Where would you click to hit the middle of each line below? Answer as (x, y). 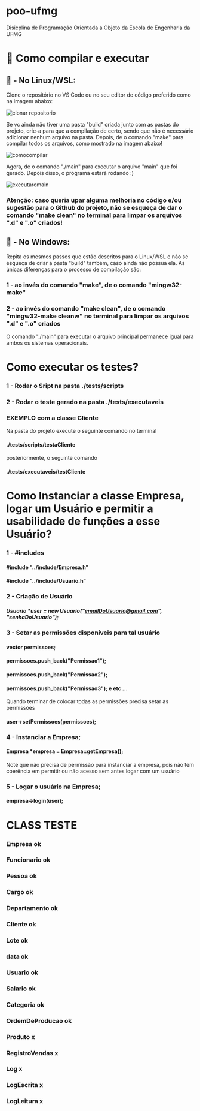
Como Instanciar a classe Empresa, (95, 496)
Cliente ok (21, 925)
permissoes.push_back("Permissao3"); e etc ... (67, 688)
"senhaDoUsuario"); (32, 617)
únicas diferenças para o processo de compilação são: (74, 269)
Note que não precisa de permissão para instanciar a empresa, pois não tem (100, 764)
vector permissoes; (31, 647)
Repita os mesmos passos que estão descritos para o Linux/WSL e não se (97, 257)
